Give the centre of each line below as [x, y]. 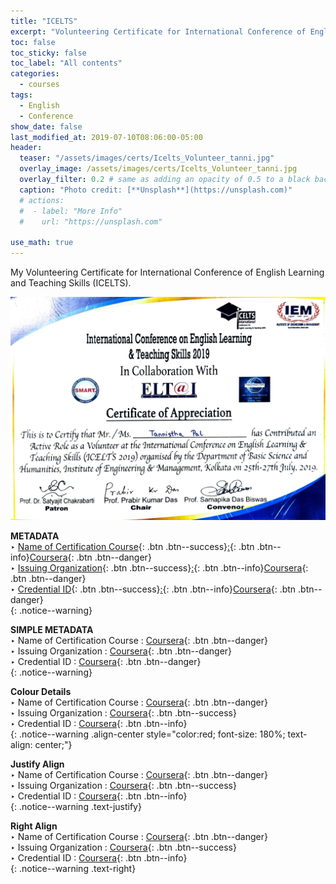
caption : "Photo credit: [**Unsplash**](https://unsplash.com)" [156, 190]
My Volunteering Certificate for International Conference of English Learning [167, 272]
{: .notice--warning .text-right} [73, 869]
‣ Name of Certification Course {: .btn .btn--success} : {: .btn [132, 547]
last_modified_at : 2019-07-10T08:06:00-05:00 [106, 137]
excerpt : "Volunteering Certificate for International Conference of [158, 31]
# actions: [42, 200]
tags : [21, 95]
